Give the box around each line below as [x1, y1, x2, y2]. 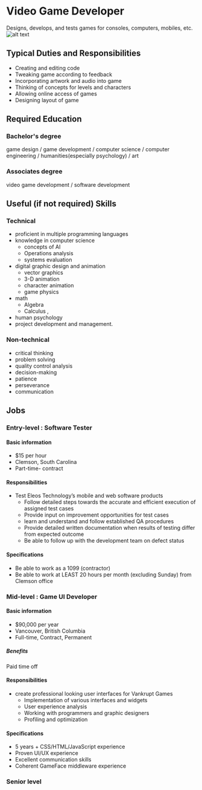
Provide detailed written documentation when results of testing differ [24, 524, 195, 532]
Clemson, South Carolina [14, 459, 77, 466]
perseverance [14, 381, 50, 388]
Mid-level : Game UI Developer [6, 592, 98, 601]
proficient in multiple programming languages [14, 230, 128, 238]
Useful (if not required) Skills [6, 198, 116, 209]
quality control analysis [14, 362, 73, 370]
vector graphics [24, 269, 63, 276]
